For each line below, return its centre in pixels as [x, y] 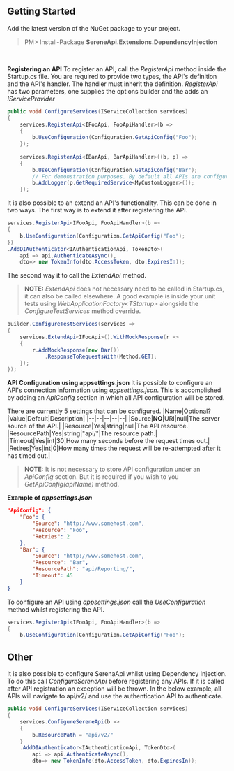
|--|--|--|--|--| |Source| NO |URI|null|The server [154, 419]
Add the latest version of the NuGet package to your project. [94, 28]
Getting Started [41, 12]
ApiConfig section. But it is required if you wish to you [101, 477]
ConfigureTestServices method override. [83, 311]
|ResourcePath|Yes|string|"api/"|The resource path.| [83, 433]
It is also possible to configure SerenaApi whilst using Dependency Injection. [117, 674]
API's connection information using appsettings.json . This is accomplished [114, 390]
